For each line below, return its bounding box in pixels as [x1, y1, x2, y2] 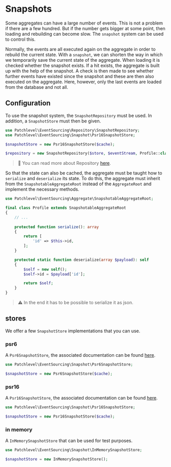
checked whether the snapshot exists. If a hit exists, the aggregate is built [5, 62, 160, 68]
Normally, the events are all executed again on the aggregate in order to [5, 46, 156, 52]
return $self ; [23, 281, 53, 286]
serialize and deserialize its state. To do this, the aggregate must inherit [5, 176, 160, 182]
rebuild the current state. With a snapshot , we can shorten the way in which [5, 52, 163, 58]
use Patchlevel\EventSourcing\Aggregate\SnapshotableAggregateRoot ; [5, 196, 154, 202]
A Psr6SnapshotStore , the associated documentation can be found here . [5, 352, 156, 358]
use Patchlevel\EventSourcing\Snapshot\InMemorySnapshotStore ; [5, 448, 142, 453]
